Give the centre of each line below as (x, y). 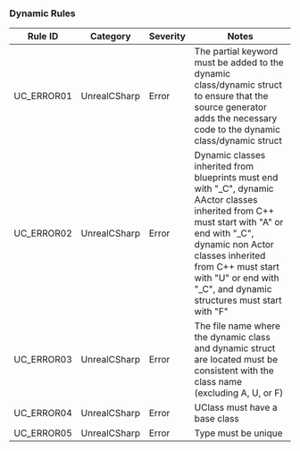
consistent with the (234, 371)
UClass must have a (236, 407)
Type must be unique (238, 433)
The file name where (237, 326)
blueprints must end (236, 178)
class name (218, 382)
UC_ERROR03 (43, 360)
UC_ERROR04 (43, 413)
